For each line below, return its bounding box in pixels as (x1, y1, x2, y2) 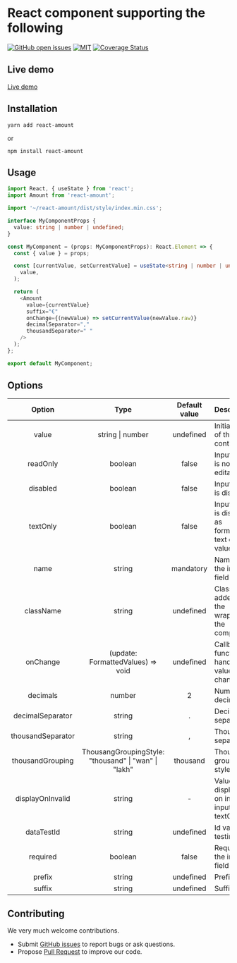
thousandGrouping (11, 756, 74, 766)
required (28, 852, 57, 861)
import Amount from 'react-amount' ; (7, 192, 115, 199)
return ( (13, 288, 39, 295)
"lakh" (112, 765, 134, 775)
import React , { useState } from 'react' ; (7, 185, 134, 192)
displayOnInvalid (15, 794, 71, 804)
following (7, 20, 63, 36)
